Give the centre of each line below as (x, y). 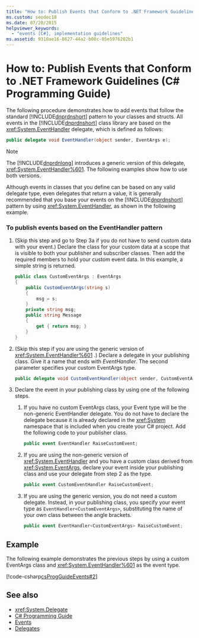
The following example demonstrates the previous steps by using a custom (98, 558)
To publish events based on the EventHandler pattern (84, 227)
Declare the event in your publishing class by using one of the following (102, 390)
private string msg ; (51, 310)
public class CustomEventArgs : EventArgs (68, 277)
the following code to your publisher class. (75, 433)
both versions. (24, 175)
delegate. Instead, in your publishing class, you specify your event (104, 503)
